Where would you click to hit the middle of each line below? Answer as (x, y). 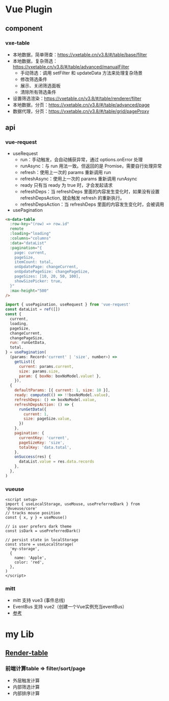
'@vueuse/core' (21, 509)
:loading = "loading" (31, 234)
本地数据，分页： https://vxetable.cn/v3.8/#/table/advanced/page (81, 105)
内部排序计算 (26, 693)
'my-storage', (25, 549)
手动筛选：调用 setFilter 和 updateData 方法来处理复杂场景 (81, 73)
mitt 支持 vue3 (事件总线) (39, 600)
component (24, 28)
